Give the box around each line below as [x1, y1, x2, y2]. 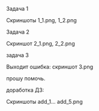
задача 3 [6, 52, 29, 59]
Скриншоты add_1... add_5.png [6, 98, 83, 105]
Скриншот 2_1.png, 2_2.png [6, 40, 75, 47]
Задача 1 [6, 5, 29, 12]
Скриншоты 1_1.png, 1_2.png [6, 17, 77, 23]
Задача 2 [6, 28, 30, 35]
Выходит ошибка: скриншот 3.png [6, 63, 94, 70]
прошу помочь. [6, 75, 46, 82]
